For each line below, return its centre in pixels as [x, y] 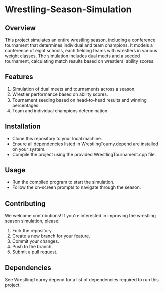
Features [19, 77]
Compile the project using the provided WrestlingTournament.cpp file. [84, 154]
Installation [23, 126]
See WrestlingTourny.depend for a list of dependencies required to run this [82, 280]
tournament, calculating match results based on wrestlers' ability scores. [80, 61]
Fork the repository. [33, 231]
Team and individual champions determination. [60, 110]
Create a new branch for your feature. [51, 236]
